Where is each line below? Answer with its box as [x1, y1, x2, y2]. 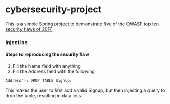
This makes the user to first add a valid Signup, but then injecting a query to [5, 87, 165, 93]
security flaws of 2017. [5, 26, 53, 32]
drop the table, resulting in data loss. [5, 93, 83, 99]
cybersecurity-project [5, 4, 102, 15]
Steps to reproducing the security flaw [5, 51, 90, 57]
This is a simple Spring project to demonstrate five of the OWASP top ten [5, 20, 159, 27]
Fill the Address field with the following [12, 68, 95, 75]
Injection [5, 38, 28, 46]
